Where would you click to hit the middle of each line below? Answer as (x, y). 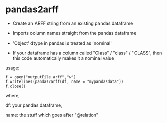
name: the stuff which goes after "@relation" (52, 115)
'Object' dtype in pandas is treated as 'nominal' (62, 43)
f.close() (16, 86)
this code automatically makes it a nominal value (63, 58)
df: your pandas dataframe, (34, 105)
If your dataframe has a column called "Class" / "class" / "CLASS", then (87, 53)
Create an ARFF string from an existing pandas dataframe (73, 23)
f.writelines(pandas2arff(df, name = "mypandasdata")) (64, 81)
